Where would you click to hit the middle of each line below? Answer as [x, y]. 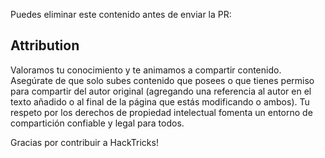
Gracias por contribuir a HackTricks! [84, 142]
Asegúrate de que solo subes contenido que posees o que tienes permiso [162, 80]
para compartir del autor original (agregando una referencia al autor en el [161, 91]
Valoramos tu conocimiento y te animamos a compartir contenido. [146, 70]
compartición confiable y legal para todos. [97, 123]
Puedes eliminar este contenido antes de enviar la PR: [121, 14]
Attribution [45, 45]
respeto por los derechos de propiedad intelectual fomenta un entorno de [161, 112]
